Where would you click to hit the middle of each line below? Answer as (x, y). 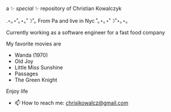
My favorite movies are (34, 44)
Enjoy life (17, 91)
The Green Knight (36, 80)
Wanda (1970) (31, 55)
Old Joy (24, 61)
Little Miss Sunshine (39, 67)
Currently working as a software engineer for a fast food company (85, 32)
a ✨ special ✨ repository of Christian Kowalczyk (64, 8)
